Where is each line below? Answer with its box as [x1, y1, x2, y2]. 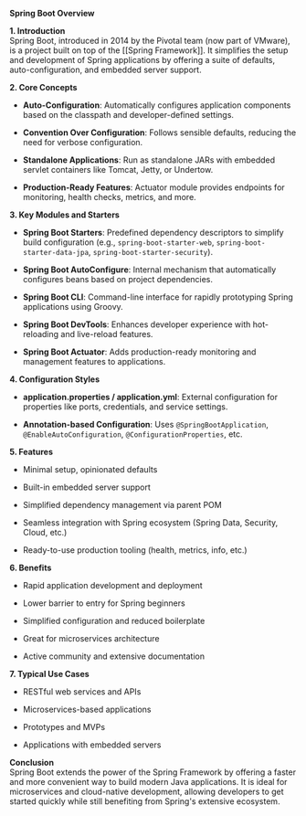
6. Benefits [9, 562, 52, 573]
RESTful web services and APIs [22, 686, 142, 697]
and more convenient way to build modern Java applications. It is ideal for [9, 777, 288, 787]
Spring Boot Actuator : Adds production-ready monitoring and [22, 346, 257, 357]
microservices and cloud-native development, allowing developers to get [9, 786, 285, 797]
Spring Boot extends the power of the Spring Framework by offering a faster [9, 767, 297, 778]
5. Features [9, 447, 53, 457]
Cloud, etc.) [22, 527, 68, 537]
